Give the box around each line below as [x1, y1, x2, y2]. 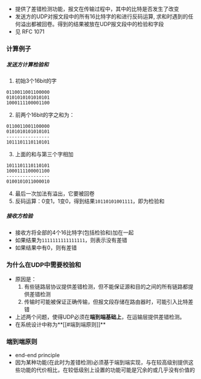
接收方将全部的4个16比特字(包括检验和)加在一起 [14, 229, 134, 236]
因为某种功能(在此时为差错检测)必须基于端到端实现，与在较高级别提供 [14, 359, 189, 366]
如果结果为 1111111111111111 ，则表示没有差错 [14, 236, 128, 243]
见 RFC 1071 [14, 28, 45, 35]
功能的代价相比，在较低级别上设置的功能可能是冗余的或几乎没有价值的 [20, 366, 195, 374]
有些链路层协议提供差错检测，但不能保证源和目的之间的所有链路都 [24, 283, 188, 291]
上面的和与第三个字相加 [14, 150, 74, 157]
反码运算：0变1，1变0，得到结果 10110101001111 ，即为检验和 [14, 197, 165, 205]
